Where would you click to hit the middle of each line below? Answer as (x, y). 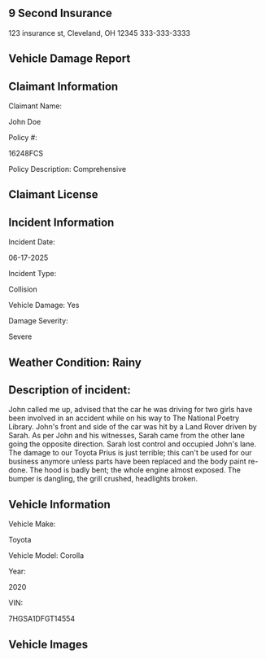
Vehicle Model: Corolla (46, 556)
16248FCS (26, 153)
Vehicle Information (60, 504)
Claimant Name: (35, 106)
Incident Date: (32, 242)
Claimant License (53, 195)
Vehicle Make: (32, 524)
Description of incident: (70, 390)
